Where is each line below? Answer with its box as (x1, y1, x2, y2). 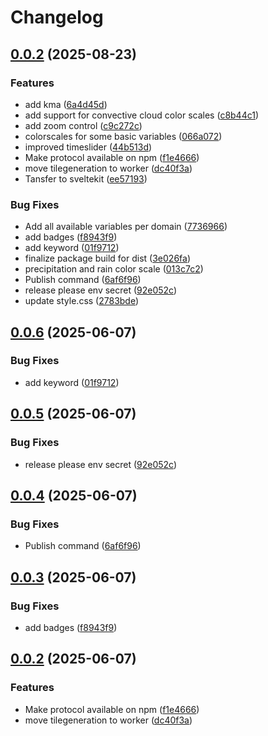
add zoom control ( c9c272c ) (24, 119, 143, 131)
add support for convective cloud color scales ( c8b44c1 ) (24, 109, 260, 121)
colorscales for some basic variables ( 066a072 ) (24, 130, 223, 142)
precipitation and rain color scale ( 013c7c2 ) (24, 263, 204, 275)
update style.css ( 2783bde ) (24, 295, 140, 307)
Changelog (10, 6, 104, 29)
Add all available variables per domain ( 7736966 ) (24, 221, 228, 233)
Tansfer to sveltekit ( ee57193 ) (24, 172, 148, 185)
